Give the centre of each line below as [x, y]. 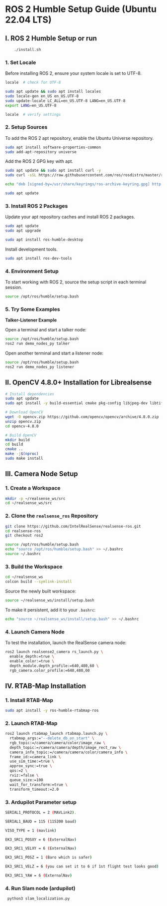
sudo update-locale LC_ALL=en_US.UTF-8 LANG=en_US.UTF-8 [65, 101]
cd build [14, 445]
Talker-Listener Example [31, 320]
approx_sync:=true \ [31, 766]
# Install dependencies [30, 394]
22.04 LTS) [28, 20]
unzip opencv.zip [23, 421]
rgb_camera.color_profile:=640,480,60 [50, 670]
